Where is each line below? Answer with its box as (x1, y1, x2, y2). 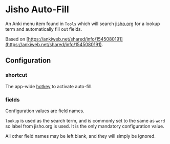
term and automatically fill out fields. (5, 26, 82, 32)
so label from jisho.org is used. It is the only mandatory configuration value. (5, 123, 165, 129)
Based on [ (5, 36, 28, 42)
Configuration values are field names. (5, 108, 84, 114)
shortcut (5, 72, 27, 79)
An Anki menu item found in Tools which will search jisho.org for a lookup (5, 20, 160, 27)
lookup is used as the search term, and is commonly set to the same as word (5, 117, 165, 124)
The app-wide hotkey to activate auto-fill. (5, 83, 93, 89)
